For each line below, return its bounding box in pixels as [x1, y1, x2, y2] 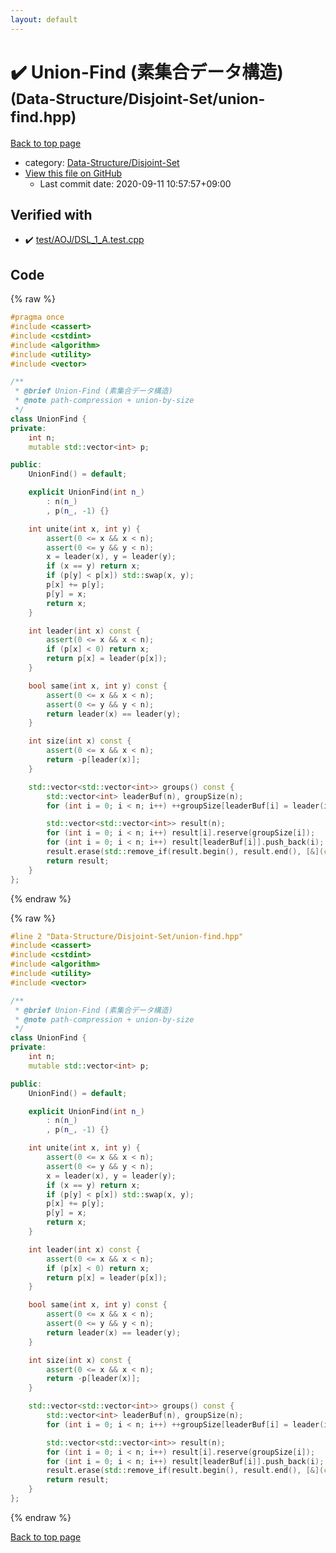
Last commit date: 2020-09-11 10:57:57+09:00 [39, 177, 232, 190]
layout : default [10, 14, 78, 25]
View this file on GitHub [24, 167, 123, 179]
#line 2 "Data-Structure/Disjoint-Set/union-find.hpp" [10, 931, 244, 941]
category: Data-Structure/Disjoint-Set [24, 156, 180, 168]
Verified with [10, 206, 93, 223]
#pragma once [10, 312, 65, 323]
